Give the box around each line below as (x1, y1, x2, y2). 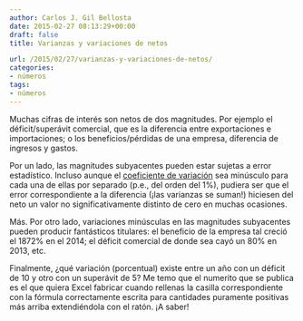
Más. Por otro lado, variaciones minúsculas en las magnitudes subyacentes (9, 216, 291, 227)
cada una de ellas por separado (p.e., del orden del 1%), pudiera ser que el (9, 179, 289, 190)
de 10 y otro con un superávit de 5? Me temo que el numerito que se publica (9, 272, 295, 283)
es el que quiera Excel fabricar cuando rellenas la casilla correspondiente (9, 282, 284, 293)
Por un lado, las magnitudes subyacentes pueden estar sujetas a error (9, 160, 272, 170)
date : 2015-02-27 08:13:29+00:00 (9, 22, 136, 31)
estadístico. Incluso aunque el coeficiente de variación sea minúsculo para (9, 170, 288, 180)
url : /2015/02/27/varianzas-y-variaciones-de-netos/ (9, 55, 213, 64)
